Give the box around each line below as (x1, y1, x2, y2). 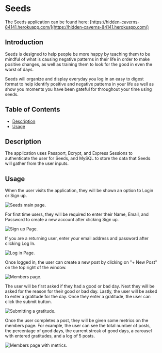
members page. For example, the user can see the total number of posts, (5, 323, 151, 329)
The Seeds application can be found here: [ (5, 19, 92, 25)
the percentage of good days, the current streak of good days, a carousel (5, 328, 152, 334)
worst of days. (5, 66, 34, 72)
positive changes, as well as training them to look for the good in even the (5, 61, 153, 67)
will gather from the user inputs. (5, 160, 69, 166)
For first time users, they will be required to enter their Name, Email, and (5, 211, 149, 217)
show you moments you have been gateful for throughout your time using (5, 86, 152, 92)
